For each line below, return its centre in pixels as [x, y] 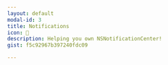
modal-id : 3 [24, 20]
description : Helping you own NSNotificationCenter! [85, 39]
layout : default [30, 13]
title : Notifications [38, 26]
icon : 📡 [18, 32]
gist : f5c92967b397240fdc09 [48, 45]
